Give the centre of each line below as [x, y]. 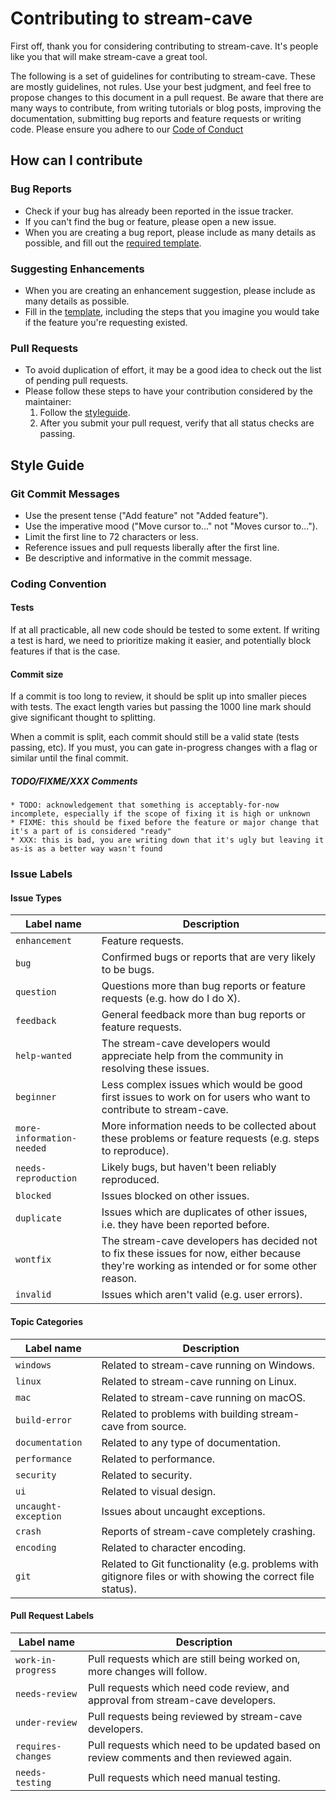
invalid [33, 1295]
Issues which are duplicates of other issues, [204, 1212]
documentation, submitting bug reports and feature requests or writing [156, 118]
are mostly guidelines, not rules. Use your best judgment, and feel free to [161, 86]
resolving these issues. [155, 1069]
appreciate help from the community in [192, 1056]
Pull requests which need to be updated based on [204, 1745]
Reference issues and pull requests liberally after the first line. [152, 547]
